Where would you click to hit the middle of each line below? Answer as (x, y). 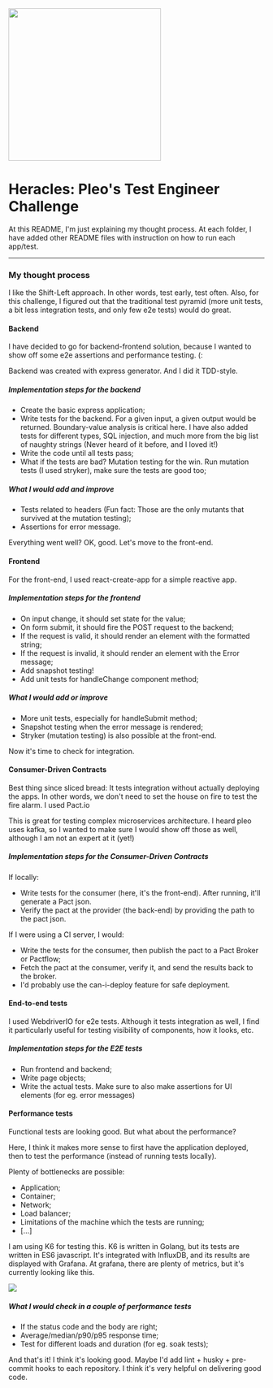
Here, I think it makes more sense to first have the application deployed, (129, 1147)
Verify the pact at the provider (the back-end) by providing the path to (137, 910)
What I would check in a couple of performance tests (100, 1306)
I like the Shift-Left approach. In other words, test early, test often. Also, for (134, 293)
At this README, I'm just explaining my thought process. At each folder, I (130, 229)
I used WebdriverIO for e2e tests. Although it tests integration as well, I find (134, 1021)
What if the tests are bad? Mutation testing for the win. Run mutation (134, 462)
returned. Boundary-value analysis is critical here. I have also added (134, 427)
